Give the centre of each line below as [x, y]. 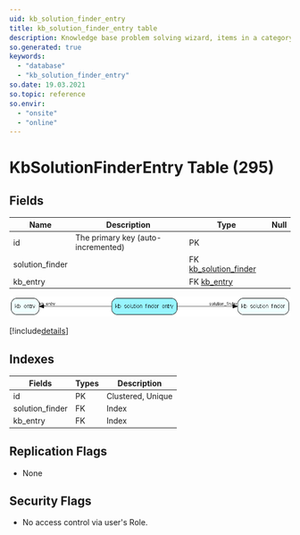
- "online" [37, 122]
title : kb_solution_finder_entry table [83, 28]
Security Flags [50, 501]
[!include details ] [39, 331]
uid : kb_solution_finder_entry [67, 19]
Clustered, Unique [140, 396]
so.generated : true [46, 47]
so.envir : [28, 104]
